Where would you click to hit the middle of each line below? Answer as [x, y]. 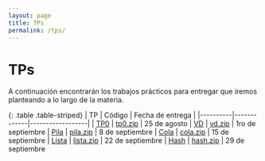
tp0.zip [127, 124]
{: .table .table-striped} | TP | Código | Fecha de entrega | [102, 115]
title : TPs [26, 23]
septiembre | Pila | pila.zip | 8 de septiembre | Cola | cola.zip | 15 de [119, 132]
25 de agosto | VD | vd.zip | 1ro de [200, 124]
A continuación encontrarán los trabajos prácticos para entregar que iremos [132, 91]
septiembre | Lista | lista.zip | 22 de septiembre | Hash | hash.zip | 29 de [127, 140]
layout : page [30, 15]
